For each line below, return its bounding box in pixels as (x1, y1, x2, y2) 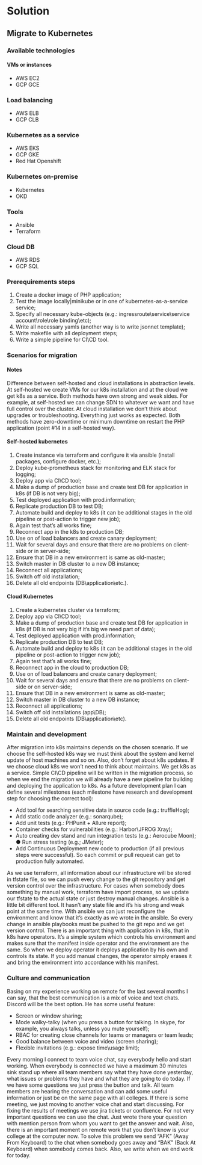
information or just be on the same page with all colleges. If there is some (7, 1094, 189, 1101)
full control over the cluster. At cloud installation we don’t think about (7, 405, 177, 412)
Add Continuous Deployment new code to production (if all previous (15, 845, 185, 852)
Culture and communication (7, 974, 91, 982)
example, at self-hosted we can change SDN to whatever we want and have (7, 398, 195, 406)
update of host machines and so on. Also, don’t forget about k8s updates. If (7, 756, 194, 764)
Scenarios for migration (7, 351, 78, 359)
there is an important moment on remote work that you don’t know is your (7, 1126, 189, 1133)
